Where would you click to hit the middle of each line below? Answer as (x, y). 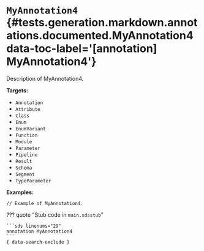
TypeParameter (33, 181)
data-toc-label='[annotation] (82, 49)
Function (26, 135)
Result (24, 161)
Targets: (17, 90)
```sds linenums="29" (34, 226)
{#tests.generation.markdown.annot (102, 23)
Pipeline (26, 155)
